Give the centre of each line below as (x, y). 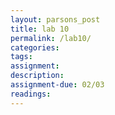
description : (37, 76)
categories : (35, 47)
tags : (21, 57)
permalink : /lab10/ (51, 38)
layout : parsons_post (55, 19)
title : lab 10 (40, 29)
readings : (31, 94)
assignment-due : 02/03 (57, 85)
